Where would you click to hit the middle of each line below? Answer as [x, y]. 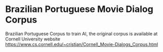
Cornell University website [33, 39]
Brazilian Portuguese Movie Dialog [79, 9]
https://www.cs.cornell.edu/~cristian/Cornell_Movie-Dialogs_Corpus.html [82, 44]
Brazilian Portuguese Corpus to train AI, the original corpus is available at [81, 33]
